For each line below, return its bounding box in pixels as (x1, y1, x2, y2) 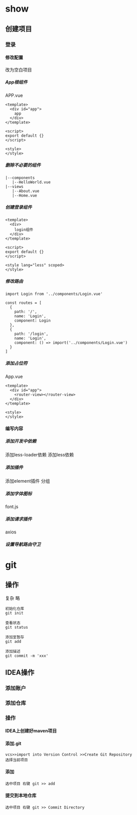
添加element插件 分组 (5, 478, 50, 484)
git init (5, 610, 24, 615)
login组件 (14, 227, 34, 232)
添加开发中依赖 (5, 438, 36, 444)
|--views (5, 184, 24, 189)
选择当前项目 (5, 757, 28, 762)
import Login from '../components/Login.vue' (5, 291, 103, 296)
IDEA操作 (5, 668, 34, 677)
